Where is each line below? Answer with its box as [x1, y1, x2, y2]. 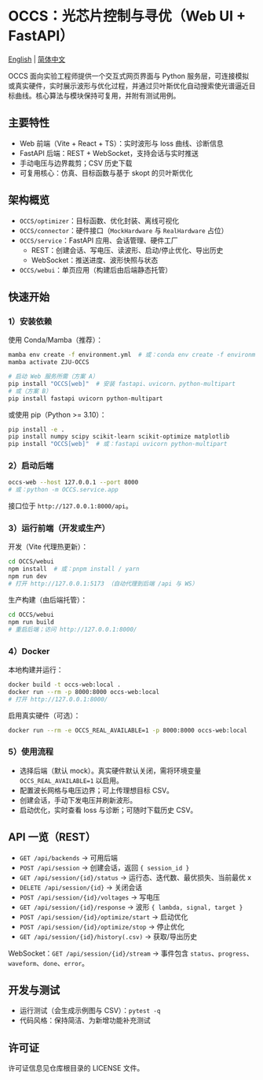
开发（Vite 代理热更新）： [8, 542, 89, 551]
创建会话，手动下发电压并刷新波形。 [19, 795, 137, 804]
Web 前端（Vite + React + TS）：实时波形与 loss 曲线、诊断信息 [19, 139, 224, 148]
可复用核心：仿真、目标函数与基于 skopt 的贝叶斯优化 [19, 168, 193, 177]
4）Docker [8, 645, 50, 656]
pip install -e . [8, 425, 65, 433]
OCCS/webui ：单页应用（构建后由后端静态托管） [19, 265, 173, 274]
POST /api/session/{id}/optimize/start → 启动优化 [19, 911, 188, 922]
